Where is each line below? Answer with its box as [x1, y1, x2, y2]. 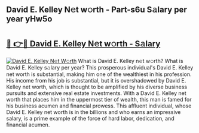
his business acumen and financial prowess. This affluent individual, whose [6, 102, 192, 109]
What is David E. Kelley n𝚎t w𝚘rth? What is [78, 58, 183, 64]
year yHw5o [6, 14, 53, 24]
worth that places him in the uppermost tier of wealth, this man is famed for [6, 96, 192, 103]
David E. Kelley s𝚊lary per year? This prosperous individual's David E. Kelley [6, 64, 194, 71]
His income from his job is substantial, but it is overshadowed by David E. [6, 77, 186, 84]
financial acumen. [6, 121, 50, 128]
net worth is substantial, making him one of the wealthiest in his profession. [6, 71, 192, 78]
